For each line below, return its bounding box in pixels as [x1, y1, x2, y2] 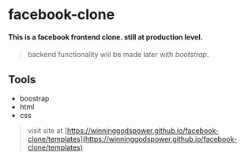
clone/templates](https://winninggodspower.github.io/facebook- [27, 135, 237, 144]
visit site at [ [27, 126, 68, 135]
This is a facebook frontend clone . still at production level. [8, 32, 203, 41]
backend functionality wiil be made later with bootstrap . [27, 50, 209, 59]
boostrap [19, 93, 50, 104]
